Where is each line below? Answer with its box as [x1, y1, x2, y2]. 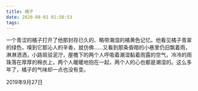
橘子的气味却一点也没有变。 [21, 66, 89, 73]
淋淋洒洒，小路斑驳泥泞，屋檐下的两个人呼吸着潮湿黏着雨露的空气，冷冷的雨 [6, 51, 192, 58]
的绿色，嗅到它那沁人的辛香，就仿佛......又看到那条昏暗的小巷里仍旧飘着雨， [6, 44, 191, 51]
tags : [6, 19, 19, 25]
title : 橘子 [6, 8, 34, 15]
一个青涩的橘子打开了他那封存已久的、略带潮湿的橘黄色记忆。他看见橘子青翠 [6, 37, 192, 44]
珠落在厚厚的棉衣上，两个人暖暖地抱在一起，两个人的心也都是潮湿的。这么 [6, 58, 187, 66]
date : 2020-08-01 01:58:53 [6, 14, 72, 20]
